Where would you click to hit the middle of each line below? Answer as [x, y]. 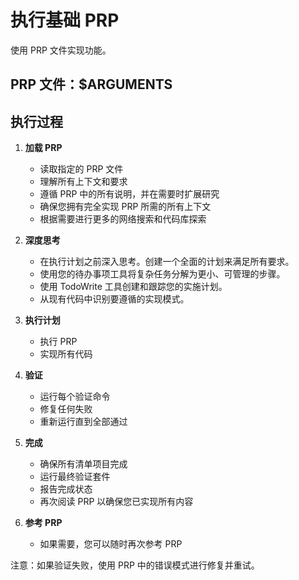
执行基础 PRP [65, 20]
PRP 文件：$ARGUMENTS [91, 84]
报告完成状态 [66, 489]
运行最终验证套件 [75, 477]
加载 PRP [43, 148]
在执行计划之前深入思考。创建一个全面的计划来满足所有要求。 [167, 262]
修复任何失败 [66, 409]
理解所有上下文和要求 [83, 182]
